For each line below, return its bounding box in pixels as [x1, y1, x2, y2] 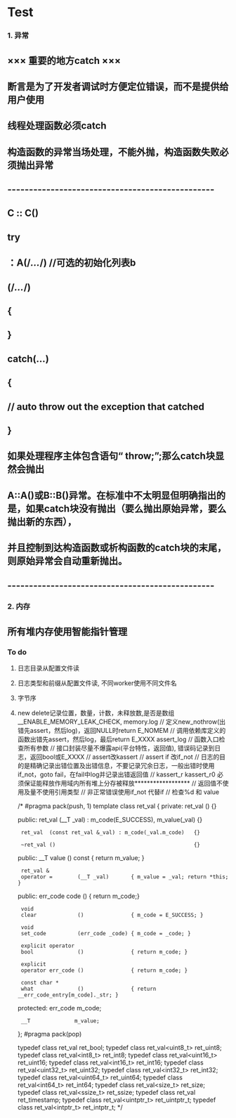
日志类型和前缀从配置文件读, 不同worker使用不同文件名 [17, 679, 177, 687]
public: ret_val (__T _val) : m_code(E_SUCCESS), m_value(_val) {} [17, 816, 202, 824]
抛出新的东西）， [7, 516, 77, 528]
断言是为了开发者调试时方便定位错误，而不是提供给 [7, 80, 229, 92]
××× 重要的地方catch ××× [7, 54, 122, 67]
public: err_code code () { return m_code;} [17, 892, 140, 900]
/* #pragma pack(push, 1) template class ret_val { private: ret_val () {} [17, 802, 217, 810]
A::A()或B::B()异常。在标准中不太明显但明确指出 [7, 489, 216, 501]
